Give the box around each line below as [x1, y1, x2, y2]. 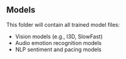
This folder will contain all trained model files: [6, 21, 120, 28]
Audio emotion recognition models [15, 39, 102, 46]
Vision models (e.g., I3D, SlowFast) [15, 33, 103, 40]
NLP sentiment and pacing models [15, 46, 102, 53]
